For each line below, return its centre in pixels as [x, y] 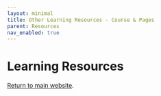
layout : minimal [30, 13]
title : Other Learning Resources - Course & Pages [81, 20]
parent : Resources [33, 26]
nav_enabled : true [33, 33]
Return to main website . [40, 86]
